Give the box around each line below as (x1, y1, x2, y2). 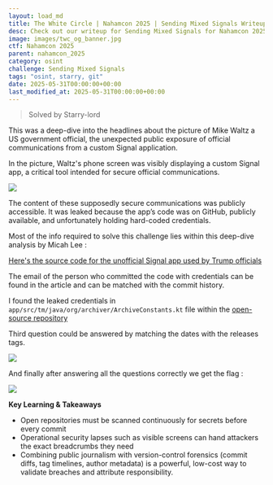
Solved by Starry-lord (28, 110, 101, 120)
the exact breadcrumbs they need (19, 441, 134, 452)
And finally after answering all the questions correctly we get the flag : (8, 369, 244, 378)
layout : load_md (8, 11, 63, 20)
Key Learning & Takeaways (8, 400, 102, 409)
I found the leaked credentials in (8, 296, 116, 306)
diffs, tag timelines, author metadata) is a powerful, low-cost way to (19, 459, 247, 469)
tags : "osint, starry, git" (8, 72, 104, 81)
